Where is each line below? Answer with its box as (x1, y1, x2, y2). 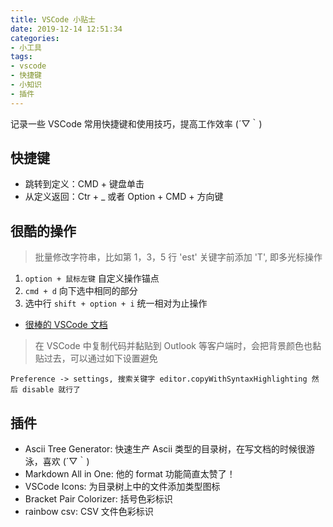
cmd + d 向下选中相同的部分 (24, 285, 138, 297)
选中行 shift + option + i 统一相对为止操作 (24, 297, 208, 310)
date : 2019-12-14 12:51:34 (10, 24, 123, 34)
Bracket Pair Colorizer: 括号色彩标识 (24, 493, 173, 505)
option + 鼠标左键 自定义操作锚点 (24, 272, 160, 285)
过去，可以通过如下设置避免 (43, 352, 158, 365)
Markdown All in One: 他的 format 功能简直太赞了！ (24, 468, 236, 480)
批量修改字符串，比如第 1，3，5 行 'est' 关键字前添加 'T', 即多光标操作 (34, 251, 323, 263)
